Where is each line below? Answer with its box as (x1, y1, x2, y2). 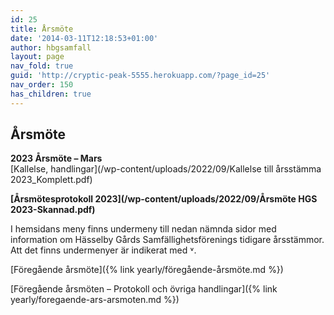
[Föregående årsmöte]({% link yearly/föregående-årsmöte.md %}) (10, 264, 284, 276)
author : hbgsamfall (10, 42, 92, 53)
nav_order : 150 (10, 80, 74, 90)
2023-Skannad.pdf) (10, 204, 96, 216)
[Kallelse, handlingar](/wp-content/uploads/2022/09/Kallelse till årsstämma (10, 163, 322, 175)
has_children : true (10, 89, 92, 99)
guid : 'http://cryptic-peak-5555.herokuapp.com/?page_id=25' (10, 71, 271, 81)
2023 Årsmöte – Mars (10, 152, 103, 165)
